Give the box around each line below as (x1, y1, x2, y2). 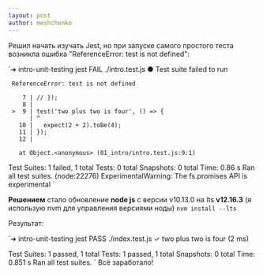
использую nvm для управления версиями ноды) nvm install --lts (8, 203, 237, 213)
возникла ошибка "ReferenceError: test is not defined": (8, 49, 190, 58)
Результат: (8, 218, 44, 228)
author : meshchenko (8, 19, 73, 27)
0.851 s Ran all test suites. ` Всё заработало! (8, 258, 154, 267)
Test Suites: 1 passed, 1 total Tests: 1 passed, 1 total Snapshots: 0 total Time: (8, 249, 255, 258)
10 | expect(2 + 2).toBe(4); (18, 121, 122, 129)
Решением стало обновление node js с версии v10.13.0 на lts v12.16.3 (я (8, 194, 252, 204)
